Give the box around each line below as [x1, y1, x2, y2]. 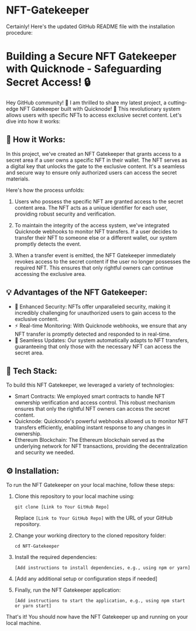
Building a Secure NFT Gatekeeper [6, 50, 177, 63]
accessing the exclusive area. [14, 270, 87, 277]
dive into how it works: [6, 118, 61, 125]
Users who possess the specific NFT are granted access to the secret [14, 197, 183, 205]
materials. [6, 175, 30, 182]
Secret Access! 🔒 [6, 76, 91, 89]
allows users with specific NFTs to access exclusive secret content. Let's [6, 111, 183, 118]
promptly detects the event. [14, 240, 82, 247]
